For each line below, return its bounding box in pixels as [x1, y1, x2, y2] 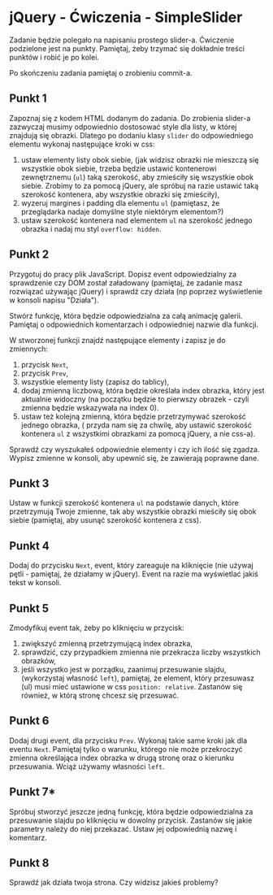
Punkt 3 [9, 476, 50, 490]
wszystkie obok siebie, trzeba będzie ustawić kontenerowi [20, 163, 218, 173]
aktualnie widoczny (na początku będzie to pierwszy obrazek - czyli [20, 394, 249, 404]
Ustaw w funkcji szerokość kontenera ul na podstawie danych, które [9, 498, 239, 508]
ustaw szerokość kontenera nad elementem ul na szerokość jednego [20, 215, 253, 225]
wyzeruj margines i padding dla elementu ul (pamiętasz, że [20, 198, 220, 207]
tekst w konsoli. [9, 578, 62, 588]
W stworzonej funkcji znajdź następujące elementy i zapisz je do [9, 335, 226, 345]
